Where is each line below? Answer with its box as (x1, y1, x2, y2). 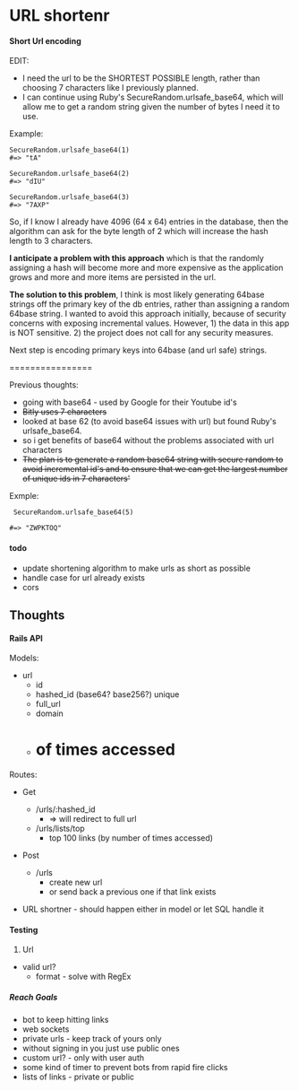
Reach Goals (9, 991, 58, 1002)
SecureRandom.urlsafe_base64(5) (13, 508, 134, 517)
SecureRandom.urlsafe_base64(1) (9, 145, 130, 155)
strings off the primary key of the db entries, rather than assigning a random (9, 299, 290, 310)
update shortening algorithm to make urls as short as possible (21, 563, 251, 573)
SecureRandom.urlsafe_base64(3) (9, 193, 130, 202)
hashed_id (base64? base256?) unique (35, 689, 180, 700)
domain (35, 708, 64, 719)
